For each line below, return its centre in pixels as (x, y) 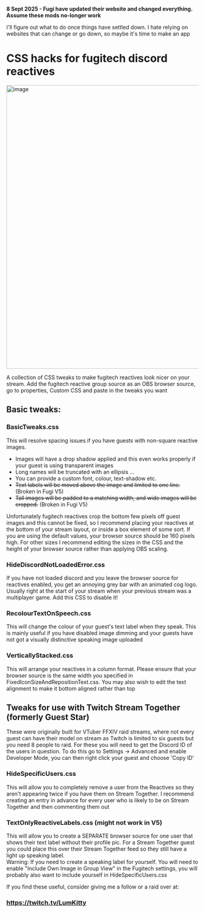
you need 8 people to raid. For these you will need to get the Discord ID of (99, 745)
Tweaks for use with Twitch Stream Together (93, 708)
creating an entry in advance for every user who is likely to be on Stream (98, 800)
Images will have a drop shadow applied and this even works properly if (105, 459)
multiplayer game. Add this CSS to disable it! (62, 597)
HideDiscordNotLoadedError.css (56, 565)
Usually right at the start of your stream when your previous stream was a (99, 591)
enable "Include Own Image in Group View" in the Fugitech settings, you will (102, 868)
